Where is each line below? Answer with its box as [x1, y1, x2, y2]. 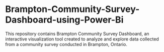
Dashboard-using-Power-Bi [5, 14, 124, 25]
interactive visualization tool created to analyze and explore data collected [5, 36, 159, 42]
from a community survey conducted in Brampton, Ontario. [5, 41, 127, 47]
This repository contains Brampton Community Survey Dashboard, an [5, 30, 149, 36]
